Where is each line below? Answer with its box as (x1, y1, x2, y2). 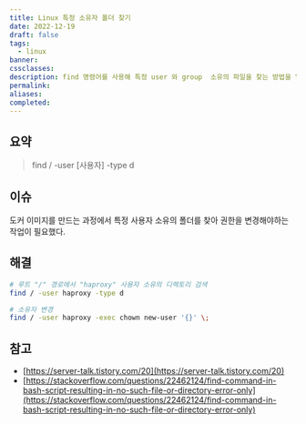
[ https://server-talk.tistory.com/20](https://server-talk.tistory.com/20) (22, 366, 285, 377)
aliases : (9, 89, 43, 98)
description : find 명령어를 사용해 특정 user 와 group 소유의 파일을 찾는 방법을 (9, 73, 291, 82)
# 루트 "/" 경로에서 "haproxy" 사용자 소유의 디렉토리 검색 (9, 279, 208, 289)
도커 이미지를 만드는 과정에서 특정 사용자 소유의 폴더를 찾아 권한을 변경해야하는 (9, 215, 290, 226)
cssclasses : (9, 65, 55, 74)
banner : (9, 56, 39, 65)
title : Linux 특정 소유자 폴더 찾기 (9, 13, 132, 23)
